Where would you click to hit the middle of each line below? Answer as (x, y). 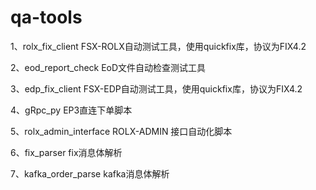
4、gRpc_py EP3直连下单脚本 (71, 110)
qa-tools (46, 17)
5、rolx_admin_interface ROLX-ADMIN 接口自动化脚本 (121, 131)
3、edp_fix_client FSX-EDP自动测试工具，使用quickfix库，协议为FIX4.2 (156, 88)
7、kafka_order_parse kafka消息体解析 (90, 173)
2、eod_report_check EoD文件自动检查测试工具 (108, 67)
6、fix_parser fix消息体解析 (66, 152)
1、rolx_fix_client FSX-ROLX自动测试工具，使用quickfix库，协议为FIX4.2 (158, 46)
